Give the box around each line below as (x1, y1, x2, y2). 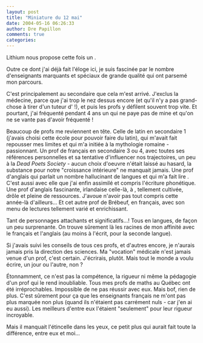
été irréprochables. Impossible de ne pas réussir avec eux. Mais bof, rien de (6, 286, 196, 293)
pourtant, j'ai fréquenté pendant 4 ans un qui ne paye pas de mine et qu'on (6, 110, 194, 117)
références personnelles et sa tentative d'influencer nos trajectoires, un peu (6, 154, 196, 161)
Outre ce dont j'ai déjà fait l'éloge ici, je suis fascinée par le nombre (6, 66, 175, 73)
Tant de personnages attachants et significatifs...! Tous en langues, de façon (6, 217, 198, 224)
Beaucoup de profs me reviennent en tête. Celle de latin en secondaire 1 (6, 128, 187, 135)
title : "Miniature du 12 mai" (6, 15, 83, 21)
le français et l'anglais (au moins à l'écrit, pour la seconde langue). (6, 230, 173, 237)
